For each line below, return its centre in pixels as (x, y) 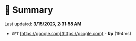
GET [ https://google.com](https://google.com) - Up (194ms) (71, 33)
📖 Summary (29, 10)
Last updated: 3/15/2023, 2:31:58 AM (43, 24)
